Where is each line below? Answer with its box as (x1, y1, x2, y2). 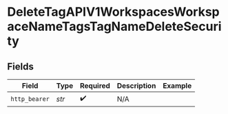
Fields (7, 60, 34, 72)
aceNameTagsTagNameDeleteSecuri (7, 19, 222, 34)
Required (79, 81, 110, 90)
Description (116, 81, 156, 90)
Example (163, 81, 192, 90)
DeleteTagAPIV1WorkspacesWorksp (7, 4, 220, 20)
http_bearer (10, 95, 50, 103)
